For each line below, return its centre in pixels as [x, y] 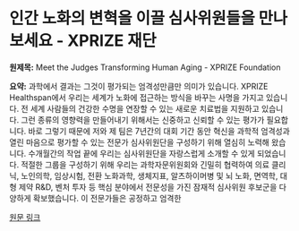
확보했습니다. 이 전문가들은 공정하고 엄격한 [107, 198]
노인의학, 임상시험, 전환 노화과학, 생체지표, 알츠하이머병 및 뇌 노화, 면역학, [149, 175]
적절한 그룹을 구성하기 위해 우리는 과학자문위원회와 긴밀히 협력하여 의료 [145, 164]
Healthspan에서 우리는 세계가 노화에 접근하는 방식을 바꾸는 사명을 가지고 [137, 97]
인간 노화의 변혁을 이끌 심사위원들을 [132, 18]
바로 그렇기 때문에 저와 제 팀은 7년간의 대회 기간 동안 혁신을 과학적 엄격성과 [159, 131]
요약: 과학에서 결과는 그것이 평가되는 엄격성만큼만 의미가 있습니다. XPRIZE [139, 86]
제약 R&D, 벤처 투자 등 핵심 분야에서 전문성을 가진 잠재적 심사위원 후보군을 [148, 187]
